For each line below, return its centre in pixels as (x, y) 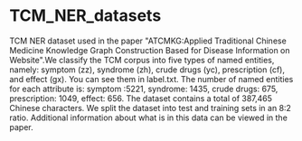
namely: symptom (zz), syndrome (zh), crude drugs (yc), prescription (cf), (147, 70)
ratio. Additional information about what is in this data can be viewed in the (148, 117)
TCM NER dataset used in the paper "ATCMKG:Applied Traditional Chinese (148, 41)
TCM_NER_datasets (85, 16)
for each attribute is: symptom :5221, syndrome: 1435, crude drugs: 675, (144, 89)
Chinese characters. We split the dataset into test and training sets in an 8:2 (151, 108)
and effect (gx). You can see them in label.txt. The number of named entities (151, 79)
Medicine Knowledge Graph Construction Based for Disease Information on (150, 50)
